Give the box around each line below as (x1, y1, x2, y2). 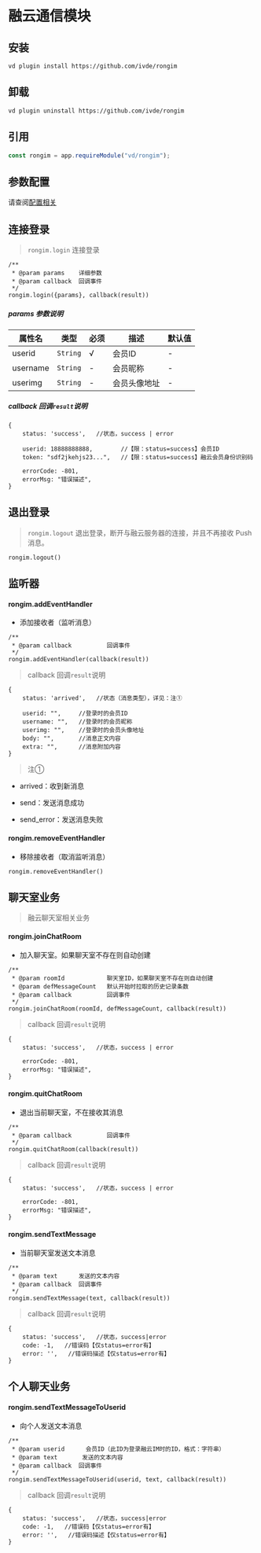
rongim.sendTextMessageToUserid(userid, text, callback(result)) (8, 1475, 226, 1483)
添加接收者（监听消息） (19, 618, 96, 627)
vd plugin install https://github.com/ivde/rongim (8, 62, 178, 70)
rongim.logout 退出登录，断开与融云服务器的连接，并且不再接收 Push (27, 528, 252, 537)
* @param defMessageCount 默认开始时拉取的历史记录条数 (11, 982, 189, 991)
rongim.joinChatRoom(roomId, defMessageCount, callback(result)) (8, 1004, 226, 1013)
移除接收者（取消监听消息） (19, 852, 110, 861)
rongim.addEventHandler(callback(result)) (8, 656, 149, 664)
